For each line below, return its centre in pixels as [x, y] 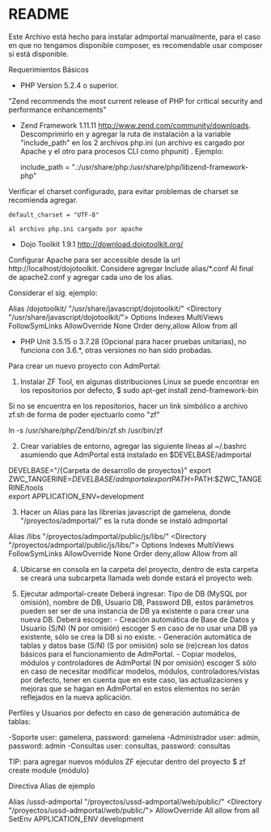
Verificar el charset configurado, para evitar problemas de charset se [123, 191]
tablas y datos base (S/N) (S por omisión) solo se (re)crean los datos [134, 645]
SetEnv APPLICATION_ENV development [76, 819]
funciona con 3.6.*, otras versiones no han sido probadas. [116, 350]
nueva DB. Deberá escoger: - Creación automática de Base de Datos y [138, 619]
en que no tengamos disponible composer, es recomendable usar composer [135, 45]
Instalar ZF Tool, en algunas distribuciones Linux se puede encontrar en [140, 382]
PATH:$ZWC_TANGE [228, 479]
